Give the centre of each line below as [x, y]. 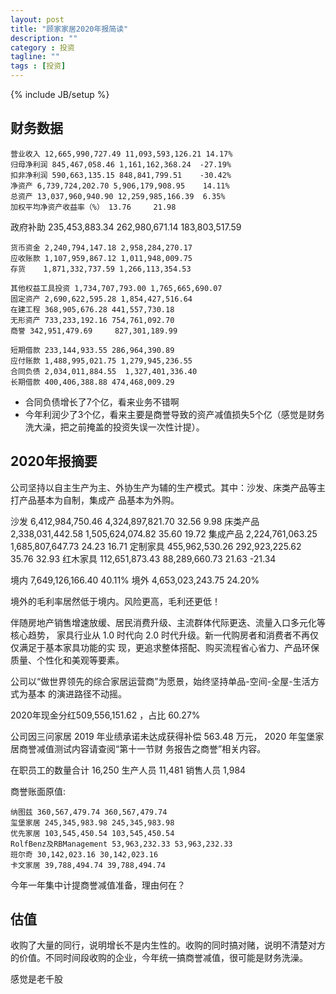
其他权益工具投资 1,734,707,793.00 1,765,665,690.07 [116, 288]
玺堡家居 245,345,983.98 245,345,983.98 [92, 822]
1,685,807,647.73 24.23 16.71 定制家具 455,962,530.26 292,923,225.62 [156, 546]
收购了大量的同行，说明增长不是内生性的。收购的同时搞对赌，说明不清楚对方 [168, 945]
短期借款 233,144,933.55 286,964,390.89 [92, 350]
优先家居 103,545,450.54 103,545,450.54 [92, 833]
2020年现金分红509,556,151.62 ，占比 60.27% [105, 715]
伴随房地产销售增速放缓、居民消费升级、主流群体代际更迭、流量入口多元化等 [168, 622]
